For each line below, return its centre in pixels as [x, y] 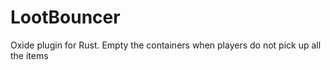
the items [29, 55]
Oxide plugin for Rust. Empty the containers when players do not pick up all [166, 45]
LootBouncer [65, 17]
